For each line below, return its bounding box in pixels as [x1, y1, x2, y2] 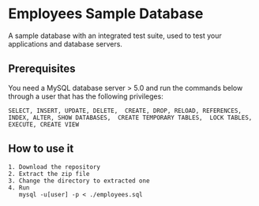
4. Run [8, 183, 30, 192]
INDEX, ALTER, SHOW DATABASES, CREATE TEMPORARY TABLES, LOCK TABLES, [8, 114, 253, 122]
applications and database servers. [8, 39, 122, 48]
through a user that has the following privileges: [8, 92, 163, 101]
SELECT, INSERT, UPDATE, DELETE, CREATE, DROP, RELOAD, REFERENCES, [8, 107, 242, 114]
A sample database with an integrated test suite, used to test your [8, 31, 223, 40]
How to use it [8, 142, 74, 155]
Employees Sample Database [8, 5, 204, 23]
